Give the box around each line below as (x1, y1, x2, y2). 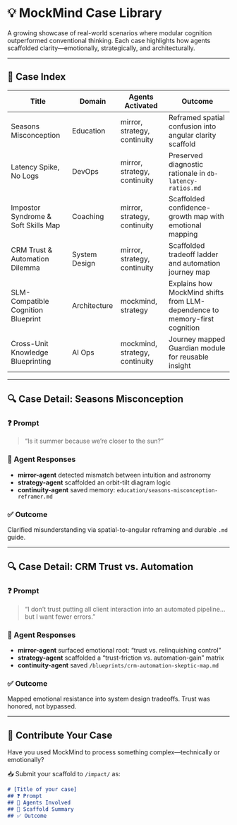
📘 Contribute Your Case (7, 729, 113, 741)
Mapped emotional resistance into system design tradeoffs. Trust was (7, 694, 210, 704)
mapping (168, 229, 198, 239)
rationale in (168, 168, 206, 178)
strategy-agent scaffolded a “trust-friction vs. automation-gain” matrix (17, 653, 224, 662)
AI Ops (71, 348, 95, 357)
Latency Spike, (11, 162, 60, 172)
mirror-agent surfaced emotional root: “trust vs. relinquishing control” (17, 646, 221, 655)
